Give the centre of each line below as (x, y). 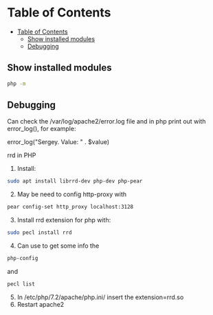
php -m (16, 84)
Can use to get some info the (58, 246)
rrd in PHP (22, 155)
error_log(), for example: (42, 129)
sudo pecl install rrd (40, 233)
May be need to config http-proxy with (72, 194)
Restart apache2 (41, 304)
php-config (23, 259)
